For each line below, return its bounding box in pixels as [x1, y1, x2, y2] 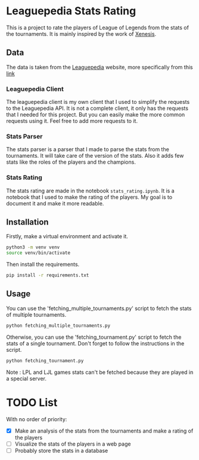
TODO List [6, 395, 58, 409]
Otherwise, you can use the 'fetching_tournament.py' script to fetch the [6, 333, 182, 341]
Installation [6, 217, 49, 228]
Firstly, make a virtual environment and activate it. [6, 233, 128, 240]
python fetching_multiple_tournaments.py [6, 323, 111, 329]
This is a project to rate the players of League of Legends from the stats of [6, 24, 189, 31]
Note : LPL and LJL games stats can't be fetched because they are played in [6, 369, 194, 376]
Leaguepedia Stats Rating [6, 4, 136, 18]
